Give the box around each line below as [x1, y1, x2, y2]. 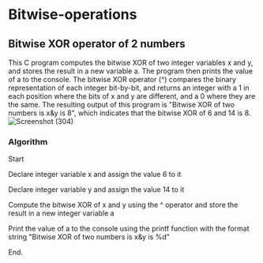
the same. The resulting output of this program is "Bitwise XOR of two [8, 100, 235, 109]
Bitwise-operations [8, 6, 137, 24]
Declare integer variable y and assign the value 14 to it [8, 185, 185, 194]
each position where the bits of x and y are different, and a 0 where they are [8, 92, 256, 100]
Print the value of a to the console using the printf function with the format [8, 224, 250, 234]
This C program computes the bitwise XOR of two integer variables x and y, [8, 58, 254, 67]
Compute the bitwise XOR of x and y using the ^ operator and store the [8, 200, 239, 210]
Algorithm [8, 136, 48, 147]
